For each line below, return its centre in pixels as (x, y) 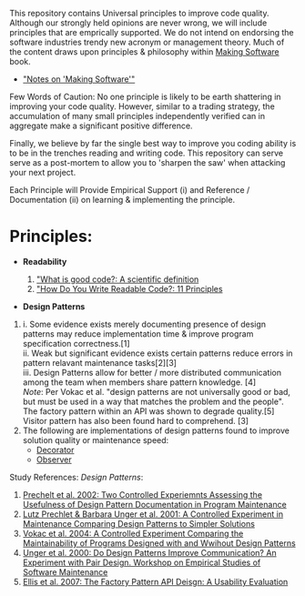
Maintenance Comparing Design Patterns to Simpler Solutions (138, 523)
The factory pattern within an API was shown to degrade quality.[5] (148, 411)
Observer (54, 460)
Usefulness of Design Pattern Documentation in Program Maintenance (154, 504)
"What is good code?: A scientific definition (117, 279)
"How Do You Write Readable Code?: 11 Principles (129, 288)
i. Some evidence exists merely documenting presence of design (144, 324)
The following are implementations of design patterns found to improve (156, 430)
